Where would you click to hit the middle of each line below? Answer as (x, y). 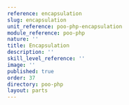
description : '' (31, 52)
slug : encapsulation (37, 20)
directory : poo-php (35, 84)
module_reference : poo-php (46, 33)
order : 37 (21, 78)
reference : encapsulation (44, 13)
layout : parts (28, 90)
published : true (31, 71)
